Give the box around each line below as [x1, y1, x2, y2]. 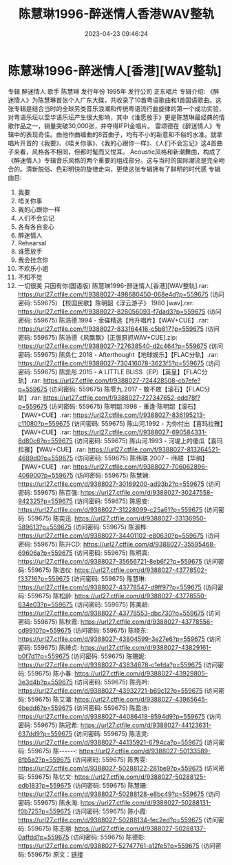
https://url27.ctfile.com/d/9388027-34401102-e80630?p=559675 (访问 [17, 531, 220, 540]
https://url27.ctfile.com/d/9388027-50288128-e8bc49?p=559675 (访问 [17, 790, 220, 798]
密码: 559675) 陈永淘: [17, 798, 79, 806]
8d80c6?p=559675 [17, 436, 73, 445]
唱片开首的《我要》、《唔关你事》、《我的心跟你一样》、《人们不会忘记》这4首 [8, 139, 218, 147]
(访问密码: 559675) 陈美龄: [74, 600, 150, 609]
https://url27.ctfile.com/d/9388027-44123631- [80, 721, 212, 729]
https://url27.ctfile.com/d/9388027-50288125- [74, 773, 207, 781]
